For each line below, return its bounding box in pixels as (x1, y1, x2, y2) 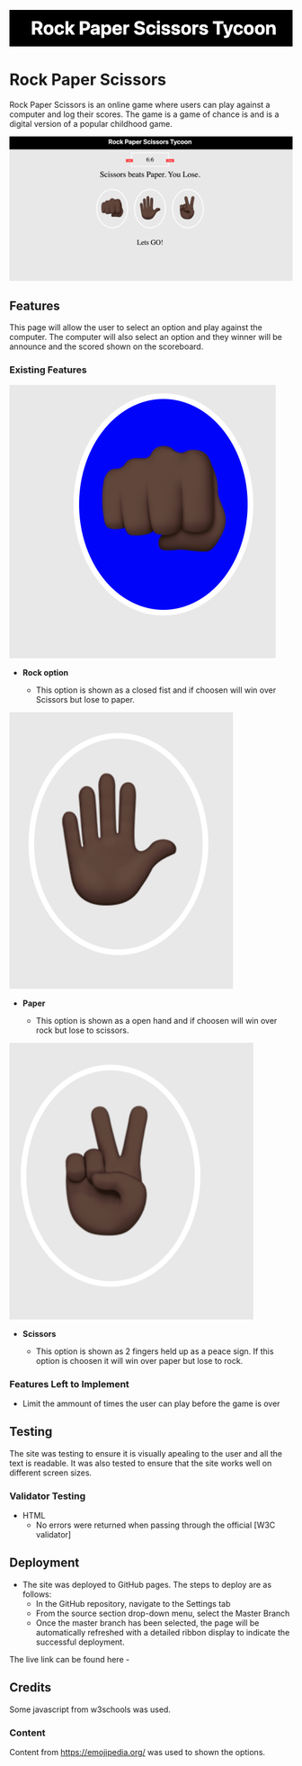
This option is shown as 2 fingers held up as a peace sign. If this (35, 1346, 274, 1357)
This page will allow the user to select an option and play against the (9, 322, 263, 333)
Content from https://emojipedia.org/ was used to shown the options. (9, 1746, 266, 1757)
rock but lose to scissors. (35, 1025, 129, 1035)
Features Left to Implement (9, 1377, 130, 1390)
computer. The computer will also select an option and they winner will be (9, 332, 283, 343)
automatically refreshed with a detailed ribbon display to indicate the (35, 1627, 290, 1637)
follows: (22, 1589, 52, 1600)
